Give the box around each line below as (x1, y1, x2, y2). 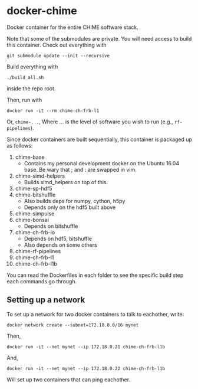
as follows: (6, 142, 33, 149)
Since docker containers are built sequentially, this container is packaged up (6, 136, 192, 143)
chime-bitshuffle (15, 191, 56, 198)
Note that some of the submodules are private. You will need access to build (6, 35, 192, 42)
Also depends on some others (24, 241, 97, 249)
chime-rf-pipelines (15, 247, 61, 254)
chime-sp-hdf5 (15, 185, 52, 192)
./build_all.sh (6, 74, 44, 80)
